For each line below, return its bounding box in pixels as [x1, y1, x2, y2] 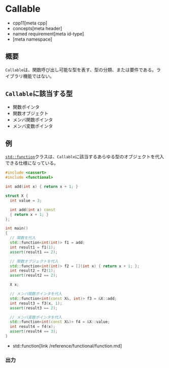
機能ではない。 [22, 73, 54, 79]
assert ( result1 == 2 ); [10, 249, 58, 254]
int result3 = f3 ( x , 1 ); [10, 301, 62, 306]
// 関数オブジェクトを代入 [10, 259, 58, 264]
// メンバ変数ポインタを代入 [10, 315, 62, 320]
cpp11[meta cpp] [12, 20, 47, 26]
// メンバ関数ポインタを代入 [10, 291, 62, 296]
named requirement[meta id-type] [12, 31, 84, 37]
